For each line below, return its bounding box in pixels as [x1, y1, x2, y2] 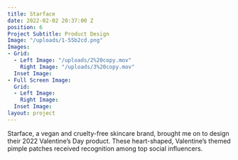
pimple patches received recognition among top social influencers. [7, 144, 203, 153]
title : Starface [7, 10, 55, 18]
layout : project [7, 110, 55, 117]
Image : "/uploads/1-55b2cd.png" [7, 37, 103, 44]
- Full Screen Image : [7, 76, 72, 84]
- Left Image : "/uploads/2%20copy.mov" [13, 57, 132, 64]
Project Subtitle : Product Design [7, 30, 110, 38]
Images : [7, 43, 31, 50]
